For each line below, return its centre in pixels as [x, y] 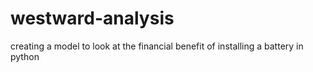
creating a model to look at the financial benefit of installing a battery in [157, 46]
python [25, 56]
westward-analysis [92, 18]
